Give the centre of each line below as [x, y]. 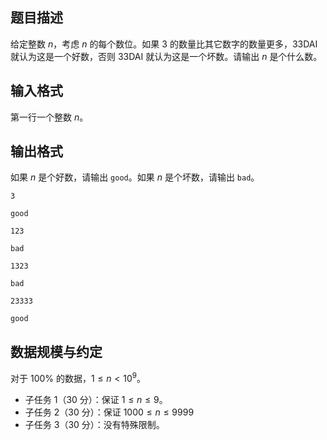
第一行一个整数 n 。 [49, 117]
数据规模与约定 [56, 351]
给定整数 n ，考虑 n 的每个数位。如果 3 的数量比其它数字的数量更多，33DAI [164, 44]
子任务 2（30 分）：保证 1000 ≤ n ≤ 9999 [109, 412]
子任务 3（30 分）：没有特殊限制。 [94, 424]
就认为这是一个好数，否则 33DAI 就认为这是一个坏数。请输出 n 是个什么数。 [166, 56]
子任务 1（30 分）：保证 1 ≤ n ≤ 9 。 [96, 399]
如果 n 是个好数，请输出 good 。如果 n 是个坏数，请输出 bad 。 [135, 177]
